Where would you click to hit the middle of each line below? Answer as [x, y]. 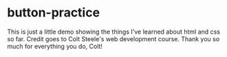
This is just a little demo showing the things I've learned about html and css [113, 32]
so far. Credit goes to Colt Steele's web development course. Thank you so [113, 38]
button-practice [54, 13]
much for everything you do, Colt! [55, 46]
